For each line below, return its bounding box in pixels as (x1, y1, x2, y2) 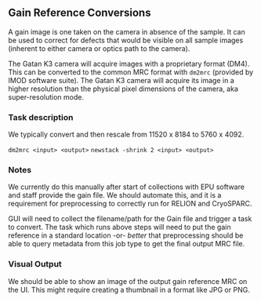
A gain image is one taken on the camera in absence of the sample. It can (8, 27, 245, 36)
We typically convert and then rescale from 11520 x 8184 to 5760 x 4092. (8, 129, 245, 140)
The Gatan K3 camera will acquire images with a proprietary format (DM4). (8, 59, 250, 68)
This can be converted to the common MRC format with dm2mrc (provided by (8, 67, 254, 77)
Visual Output (8, 259, 63, 270)
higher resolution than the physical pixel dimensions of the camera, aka (8, 84, 239, 93)
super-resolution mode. (8, 92, 85, 101)
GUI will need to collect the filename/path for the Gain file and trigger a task (8, 214, 252, 224)
